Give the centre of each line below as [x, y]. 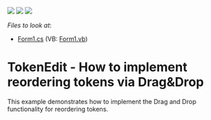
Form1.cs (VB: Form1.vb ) [52, 39]
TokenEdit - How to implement [97, 67]
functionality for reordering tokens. [58, 109]
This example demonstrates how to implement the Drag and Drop [102, 101]
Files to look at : [30, 25]
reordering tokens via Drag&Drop [105, 82]
